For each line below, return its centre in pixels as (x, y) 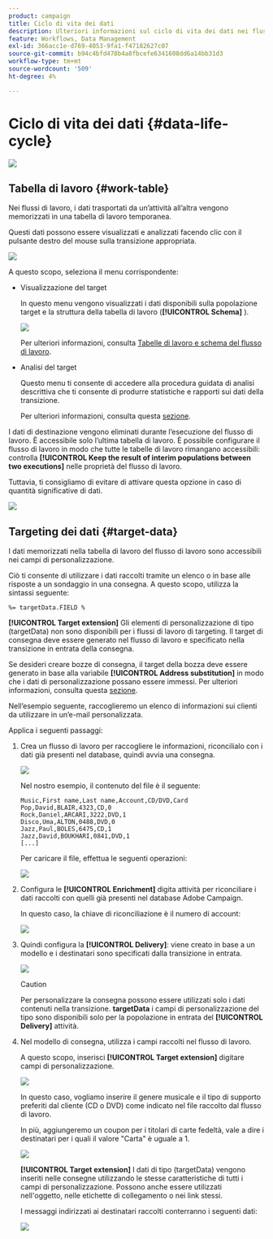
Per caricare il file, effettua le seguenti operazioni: (104, 859)
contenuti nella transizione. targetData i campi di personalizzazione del (140, 1009)
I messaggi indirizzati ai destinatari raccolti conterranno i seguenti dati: (139, 1211)
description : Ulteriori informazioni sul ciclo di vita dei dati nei (129, 31)
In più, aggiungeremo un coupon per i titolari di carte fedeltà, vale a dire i (142, 1130)
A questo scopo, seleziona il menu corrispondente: (93, 272)
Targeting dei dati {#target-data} (93, 532)
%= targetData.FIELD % (47, 608)
